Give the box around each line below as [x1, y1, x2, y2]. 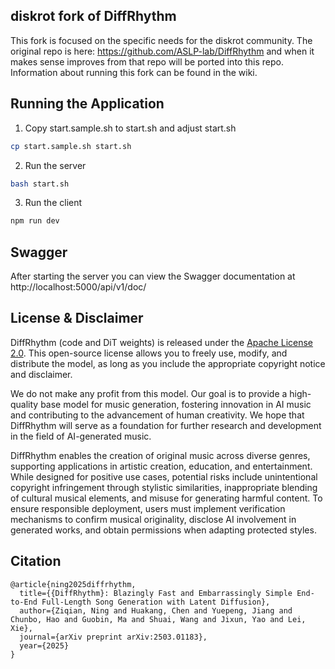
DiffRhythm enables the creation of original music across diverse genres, [10, 449, 311, 461]
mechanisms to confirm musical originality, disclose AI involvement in [10, 513, 297, 525]
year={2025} [19, 640, 70, 651]
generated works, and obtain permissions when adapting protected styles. [10, 524, 317, 536]
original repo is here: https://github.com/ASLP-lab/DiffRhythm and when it [10, 45, 315, 57]
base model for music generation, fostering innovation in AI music [40, 398, 312, 410]
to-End [10, 597, 38, 607]
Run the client [24, 197, 83, 209]
